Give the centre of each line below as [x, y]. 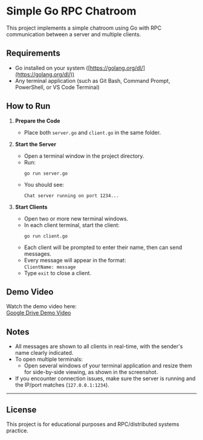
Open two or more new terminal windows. [76, 218]
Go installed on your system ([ [53, 68]
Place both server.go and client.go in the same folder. [92, 132]
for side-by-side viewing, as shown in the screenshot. [91, 372]
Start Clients [31, 207]
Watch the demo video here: [41, 306]
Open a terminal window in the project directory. [84, 156]
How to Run [28, 106]
